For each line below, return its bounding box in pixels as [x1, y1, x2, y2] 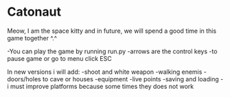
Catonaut [7, 4, 62, 20]
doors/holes [7, 74, 41, 83]
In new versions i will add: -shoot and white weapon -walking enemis [7, 68, 203, 76]
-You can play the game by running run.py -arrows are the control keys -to [7, 47, 218, 55]
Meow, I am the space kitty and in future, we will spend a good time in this [7, 27, 217, 35]
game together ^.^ [7, 33, 57, 42]
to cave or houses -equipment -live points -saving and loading [42, 74, 220, 83]
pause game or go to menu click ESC [7, 54, 112, 62]
